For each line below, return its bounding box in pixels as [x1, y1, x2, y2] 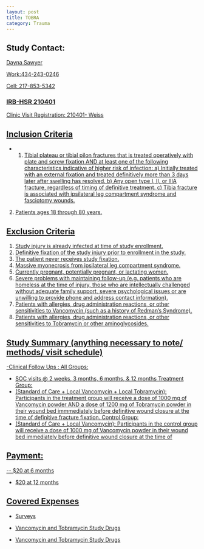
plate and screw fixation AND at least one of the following [24, 158, 169, 165]
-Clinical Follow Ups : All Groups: [6, 363, 89, 370]
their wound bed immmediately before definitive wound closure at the [15, 407, 189, 414]
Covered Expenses [6, 496, 80, 506]
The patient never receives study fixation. [15, 255, 120, 263]
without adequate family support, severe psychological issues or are [15, 288, 186, 295]
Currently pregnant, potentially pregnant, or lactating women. [15, 268, 169, 275]
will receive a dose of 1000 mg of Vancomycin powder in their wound [15, 426, 188, 433]
